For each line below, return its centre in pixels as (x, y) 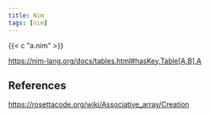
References (37, 85)
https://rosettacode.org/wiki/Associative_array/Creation (99, 104)
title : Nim (26, 15)
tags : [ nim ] (28, 23)
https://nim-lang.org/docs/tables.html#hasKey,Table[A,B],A (105, 61)
